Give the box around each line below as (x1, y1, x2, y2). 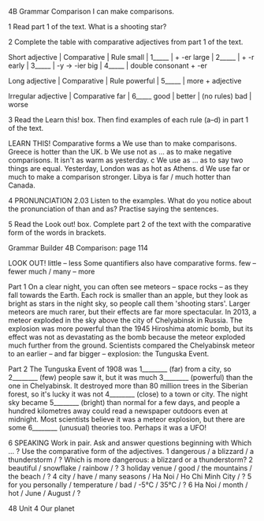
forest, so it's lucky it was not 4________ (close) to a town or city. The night (8, 389, 248, 399)
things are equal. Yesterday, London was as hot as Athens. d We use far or (8, 164, 250, 173)
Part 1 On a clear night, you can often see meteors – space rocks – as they (8, 282, 249, 291)
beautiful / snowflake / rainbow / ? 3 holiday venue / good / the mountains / (8, 463, 252, 472)
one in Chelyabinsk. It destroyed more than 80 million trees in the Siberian (8, 381, 248, 390)
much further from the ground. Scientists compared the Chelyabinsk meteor (8, 341, 255, 350)
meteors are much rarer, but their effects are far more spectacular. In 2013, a (8, 307, 257, 316)
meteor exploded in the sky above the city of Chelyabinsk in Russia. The (8, 315, 243, 325)
